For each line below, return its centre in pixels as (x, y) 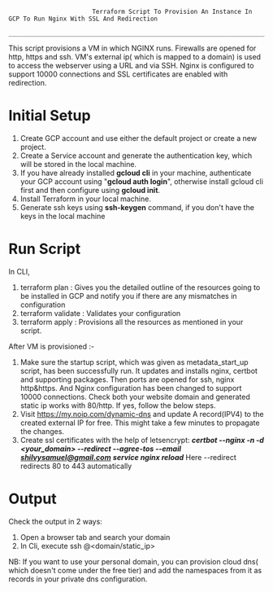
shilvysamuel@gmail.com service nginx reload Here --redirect (128, 457)
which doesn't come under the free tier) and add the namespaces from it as (135, 570)
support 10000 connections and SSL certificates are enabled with (118, 74)
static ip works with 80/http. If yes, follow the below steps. (118, 405)
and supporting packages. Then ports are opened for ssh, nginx (127, 379)
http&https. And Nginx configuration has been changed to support (131, 388)
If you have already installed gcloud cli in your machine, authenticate (136, 173)
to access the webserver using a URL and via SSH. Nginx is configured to (131, 66)
